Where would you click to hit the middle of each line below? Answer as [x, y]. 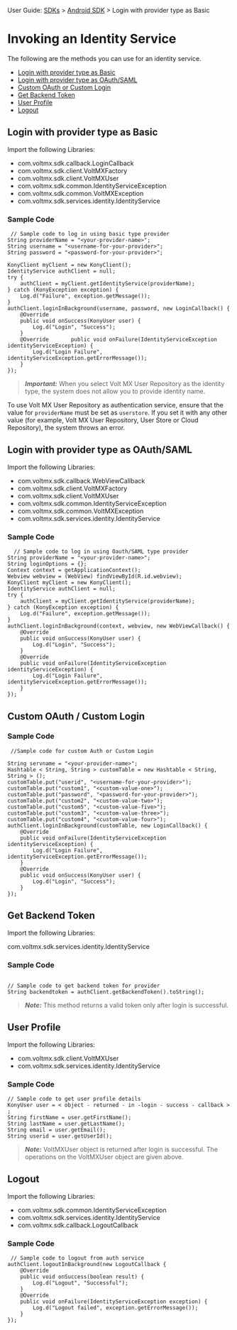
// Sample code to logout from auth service [77, 1258]
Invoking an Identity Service [92, 39]
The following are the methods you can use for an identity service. [104, 58]
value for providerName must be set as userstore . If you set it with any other [117, 413]
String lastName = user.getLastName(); [66, 1124]
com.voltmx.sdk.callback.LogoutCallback [78, 1225]
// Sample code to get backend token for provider [84, 986]
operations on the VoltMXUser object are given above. [104, 1157]
